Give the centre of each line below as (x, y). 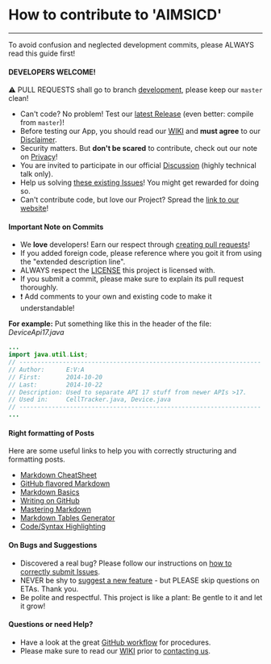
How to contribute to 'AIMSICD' (115, 15)
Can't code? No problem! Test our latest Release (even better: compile (137, 114)
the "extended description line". (73, 262)
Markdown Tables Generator (67, 518)
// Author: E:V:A (46, 370)
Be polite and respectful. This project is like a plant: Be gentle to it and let (141, 597)
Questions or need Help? (51, 624)
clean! (19, 98)
